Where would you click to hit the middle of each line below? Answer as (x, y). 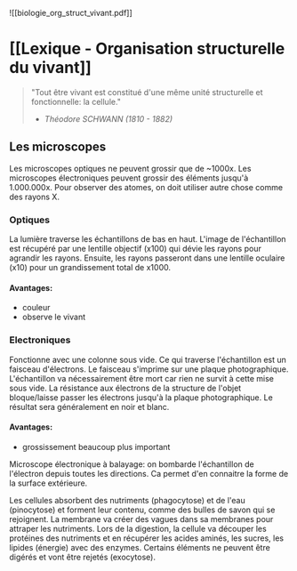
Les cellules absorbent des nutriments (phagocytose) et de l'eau (128, 500)
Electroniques (40, 340)
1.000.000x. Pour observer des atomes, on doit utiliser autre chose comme (146, 187)
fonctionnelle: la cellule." (76, 101)
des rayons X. (35, 197)
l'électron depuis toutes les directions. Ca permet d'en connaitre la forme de (149, 473)
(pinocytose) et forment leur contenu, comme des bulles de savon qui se (142, 510)
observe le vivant (54, 317)
